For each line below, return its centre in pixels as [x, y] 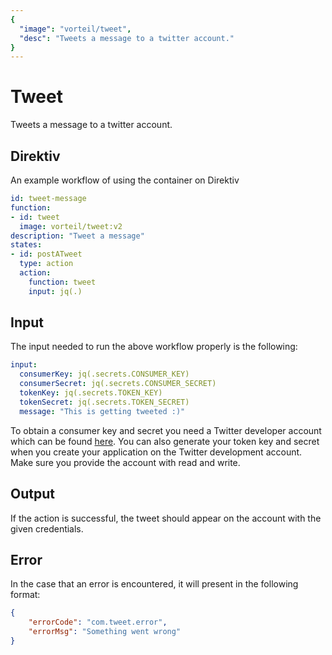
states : [26, 245]
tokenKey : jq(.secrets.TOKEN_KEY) [91, 393]
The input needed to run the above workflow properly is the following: [154, 347]
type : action [46, 264]
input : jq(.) [55, 291]
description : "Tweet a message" [77, 236]
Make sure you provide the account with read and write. [125, 462]
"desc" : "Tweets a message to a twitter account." [127, 38]
